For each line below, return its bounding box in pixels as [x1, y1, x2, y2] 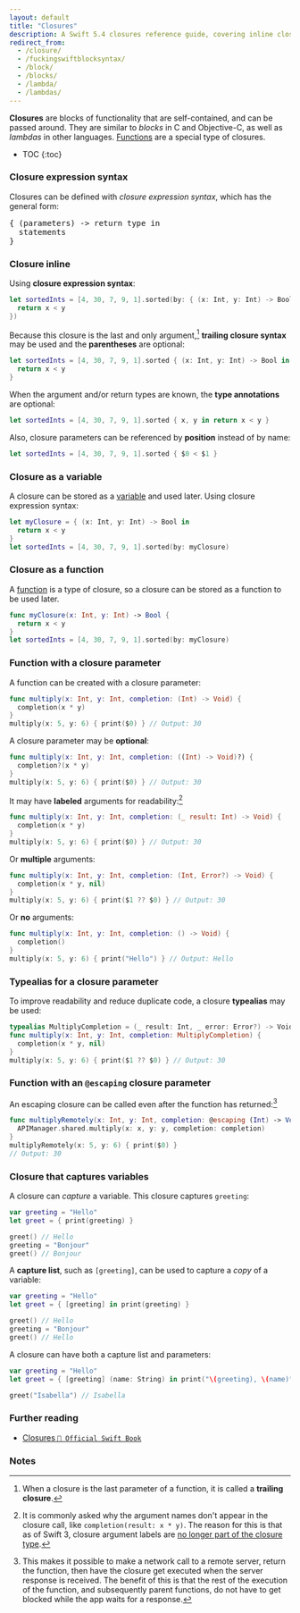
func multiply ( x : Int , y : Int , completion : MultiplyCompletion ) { [9, 1030, 262, 1039]
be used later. [9, 593, 60, 604]
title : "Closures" [9, 21, 78, 30]
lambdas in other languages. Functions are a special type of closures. [9, 131, 266, 142]
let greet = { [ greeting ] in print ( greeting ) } [9, 1300, 190, 1309]
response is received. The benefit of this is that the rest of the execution [21, 1575, 288, 1586]
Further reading [9, 1412, 79, 1424]
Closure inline [9, 257, 71, 270]
